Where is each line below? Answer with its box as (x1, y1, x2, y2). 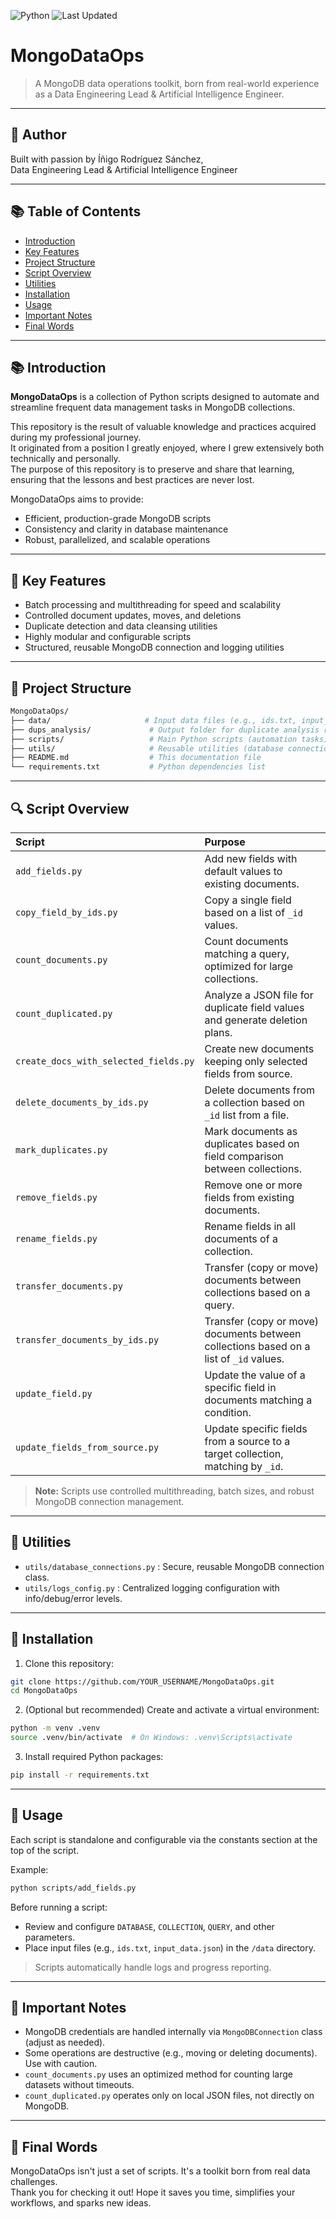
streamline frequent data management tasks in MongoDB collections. (10, 401, 296, 414)
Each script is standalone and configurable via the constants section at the (10, 1833, 318, 1845)
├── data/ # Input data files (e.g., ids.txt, (10, 715, 298, 725)
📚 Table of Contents (10, 203, 142, 220)
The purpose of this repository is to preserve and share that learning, (10, 463, 295, 475)
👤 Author (10, 126, 67, 144)
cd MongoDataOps (10, 1686, 78, 1696)
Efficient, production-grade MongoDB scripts (24, 513, 212, 525)
